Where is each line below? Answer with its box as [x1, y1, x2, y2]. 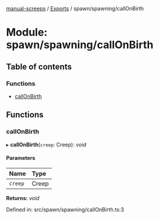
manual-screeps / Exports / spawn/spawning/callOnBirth [6, 5, 144, 12]
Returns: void [6, 194, 40, 201]
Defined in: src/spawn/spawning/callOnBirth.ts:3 [6, 206, 124, 213]
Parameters [6, 155, 35, 162]
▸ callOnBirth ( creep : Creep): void [6, 141, 87, 148]
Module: [6, 26, 48, 39]
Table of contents [6, 61, 72, 71]
